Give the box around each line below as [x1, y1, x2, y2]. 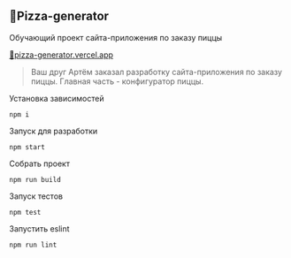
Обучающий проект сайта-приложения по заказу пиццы [9, 32, 223, 42]
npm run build [9, 175, 62, 184]
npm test [9, 208, 42, 216]
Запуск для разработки [9, 125, 98, 136]
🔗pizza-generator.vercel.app [9, 49, 113, 60]
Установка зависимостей [9, 93, 104, 103]
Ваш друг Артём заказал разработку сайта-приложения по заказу [30, 66, 283, 77]
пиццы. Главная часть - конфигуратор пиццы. [30, 76, 204, 87]
